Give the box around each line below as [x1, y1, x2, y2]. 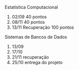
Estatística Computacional [4, 4, 58, 10]
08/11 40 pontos [11, 19, 45, 25]
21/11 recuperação [11, 54, 49, 60]
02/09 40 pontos [11, 14, 47, 19]
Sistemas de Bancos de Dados [4, 34, 68, 40]
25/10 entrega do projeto [11, 60, 63, 65]
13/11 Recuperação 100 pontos [11, 24, 74, 30]
